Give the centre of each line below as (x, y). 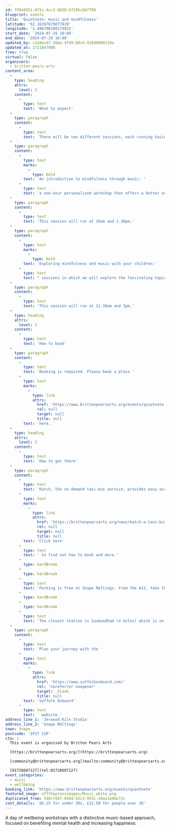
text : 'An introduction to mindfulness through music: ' (84, 179)
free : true (17, 52)
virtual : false (21, 57)
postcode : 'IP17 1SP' (28, 733)
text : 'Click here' (44, 541)
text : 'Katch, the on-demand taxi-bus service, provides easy (90, 489)
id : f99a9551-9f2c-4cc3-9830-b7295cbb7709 (51, 10)
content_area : (20, 71)
